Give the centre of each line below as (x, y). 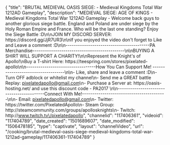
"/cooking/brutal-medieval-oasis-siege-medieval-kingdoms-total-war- (79, 132)
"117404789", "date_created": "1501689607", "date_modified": (70, 121)
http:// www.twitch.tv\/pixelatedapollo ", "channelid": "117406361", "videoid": (84, 115)
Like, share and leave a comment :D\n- (117, 72)
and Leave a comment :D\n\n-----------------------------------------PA (80, 45)
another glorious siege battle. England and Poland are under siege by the (82, 23)
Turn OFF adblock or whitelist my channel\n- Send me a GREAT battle (78, 78)
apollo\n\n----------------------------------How (55, 67)
